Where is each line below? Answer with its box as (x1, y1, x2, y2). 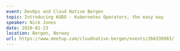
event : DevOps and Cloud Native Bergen (6, 8, 104, 15)
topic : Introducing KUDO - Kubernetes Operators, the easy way (6, 14, 164, 20)
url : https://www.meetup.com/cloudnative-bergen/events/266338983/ (6, 36, 175, 42)
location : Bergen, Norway (6, 30, 69, 36)
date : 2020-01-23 (6, 25, 49, 31)
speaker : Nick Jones (6, 19, 57, 25)
